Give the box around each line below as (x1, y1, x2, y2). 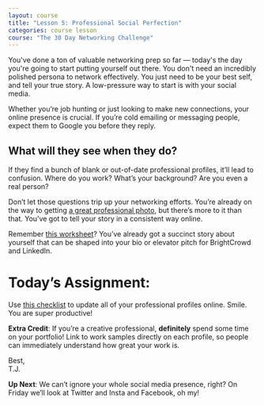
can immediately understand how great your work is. (8, 341, 180, 350)
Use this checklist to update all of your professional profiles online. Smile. (8, 300, 247, 309)
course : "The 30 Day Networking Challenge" (8, 33, 154, 42)
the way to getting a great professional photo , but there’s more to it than (8, 206, 243, 215)
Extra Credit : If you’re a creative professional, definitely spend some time (8, 324, 249, 333)
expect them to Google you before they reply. (8, 121, 157, 131)
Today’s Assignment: (8, 274, 150, 292)
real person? (8, 182, 49, 191)
